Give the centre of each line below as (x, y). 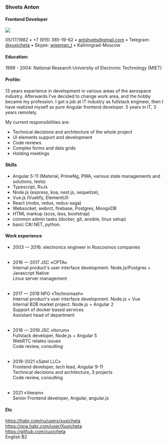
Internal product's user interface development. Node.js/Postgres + (81, 267)
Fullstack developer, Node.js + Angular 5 (55, 335)
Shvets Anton (22, 7)
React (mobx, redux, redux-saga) (47, 203)
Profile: (13, 79)
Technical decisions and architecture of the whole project (72, 132)
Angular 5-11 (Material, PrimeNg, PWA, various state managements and (86, 176)
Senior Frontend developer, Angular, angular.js (61, 398)
